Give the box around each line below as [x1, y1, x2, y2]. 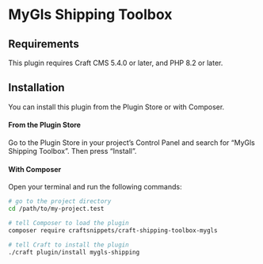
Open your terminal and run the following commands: [8, 182, 182, 192]
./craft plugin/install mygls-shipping [8, 248, 140, 256]
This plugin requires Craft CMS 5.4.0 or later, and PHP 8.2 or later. [8, 58, 223, 67]
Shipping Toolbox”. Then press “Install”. [8, 147, 137, 156]
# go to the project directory [8, 197, 112, 205]
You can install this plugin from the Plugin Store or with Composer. [8, 101, 225, 112]
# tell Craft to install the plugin [8, 240, 129, 249]
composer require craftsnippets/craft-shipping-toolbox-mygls [8, 226, 218, 235]
